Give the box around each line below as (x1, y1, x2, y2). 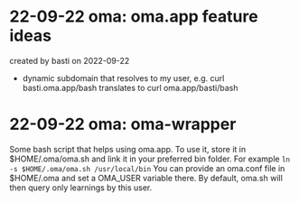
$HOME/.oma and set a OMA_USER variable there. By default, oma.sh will (9, 172, 283, 183)
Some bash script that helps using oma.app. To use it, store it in (9, 143, 247, 154)
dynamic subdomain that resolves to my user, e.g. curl (22, 72, 225, 83)
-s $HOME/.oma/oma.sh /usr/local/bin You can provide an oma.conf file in (9, 162, 285, 173)
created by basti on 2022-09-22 (9, 55, 130, 66)
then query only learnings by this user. (9, 182, 153, 193)
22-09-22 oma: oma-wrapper (9, 115, 237, 134)
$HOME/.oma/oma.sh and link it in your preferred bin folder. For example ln (9, 153, 291, 164)
